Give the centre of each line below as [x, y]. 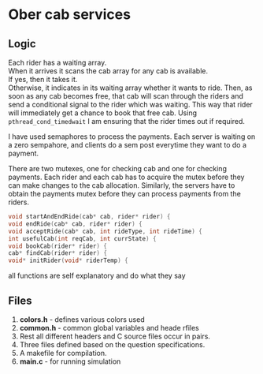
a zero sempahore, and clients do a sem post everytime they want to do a [127, 145]
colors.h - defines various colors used [82, 319]
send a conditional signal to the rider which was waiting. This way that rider [131, 105]
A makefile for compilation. [63, 353]
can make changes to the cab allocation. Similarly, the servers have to [122, 185]
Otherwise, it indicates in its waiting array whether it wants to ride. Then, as [130, 88]
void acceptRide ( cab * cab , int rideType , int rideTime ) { [105, 231]
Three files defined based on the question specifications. [112, 344]
